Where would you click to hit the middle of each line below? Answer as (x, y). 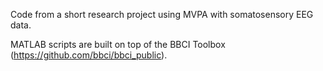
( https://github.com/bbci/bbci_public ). (89, 55)
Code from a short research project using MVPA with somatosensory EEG (162, 14)
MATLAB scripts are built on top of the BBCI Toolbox (118, 44)
